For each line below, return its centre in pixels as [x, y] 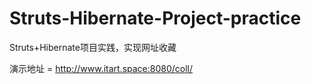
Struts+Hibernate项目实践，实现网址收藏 [93, 47]
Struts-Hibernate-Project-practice [155, 18]
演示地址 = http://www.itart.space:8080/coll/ [101, 68]
